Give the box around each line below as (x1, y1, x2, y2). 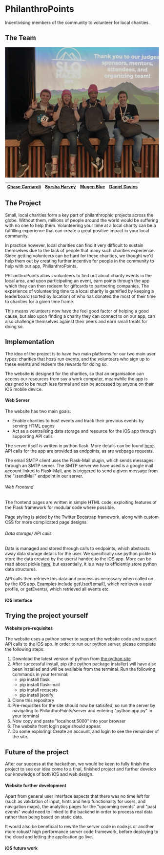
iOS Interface (5, 597, 33, 603)
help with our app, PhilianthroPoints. (5, 263, 78, 269)
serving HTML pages (12, 423, 55, 429)
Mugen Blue (80, 184, 105, 190)
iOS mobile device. (5, 386, 43, 392)
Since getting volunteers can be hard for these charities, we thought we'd (5, 253, 153, 259)
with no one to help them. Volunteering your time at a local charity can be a (5, 222, 156, 228)
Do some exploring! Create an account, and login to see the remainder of (12, 728, 159, 734)
